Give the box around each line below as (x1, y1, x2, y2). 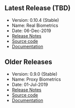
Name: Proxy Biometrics (11, 76, 61, 82)
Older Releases (4, 58, 52, 66)
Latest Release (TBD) (4, 4, 71, 12)
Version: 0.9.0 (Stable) (11, 71, 58, 77)
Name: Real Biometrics (11, 22, 59, 28)
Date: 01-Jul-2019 (11, 81, 48, 87)
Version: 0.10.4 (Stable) (11, 17, 59, 23)
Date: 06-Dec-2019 (11, 27, 51, 34)
